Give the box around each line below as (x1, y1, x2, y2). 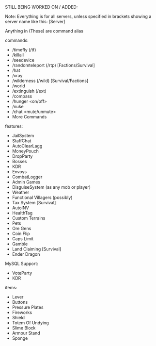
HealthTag (12, 210, 33, 215)
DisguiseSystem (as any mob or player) (12, 184, 91, 190)
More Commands (12, 114, 47, 119)
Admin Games (12, 179, 41, 185)
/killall (12, 52, 24, 58)
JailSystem (12, 133, 34, 138)
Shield (12, 315, 25, 320)
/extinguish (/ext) (12, 88, 47, 94)
